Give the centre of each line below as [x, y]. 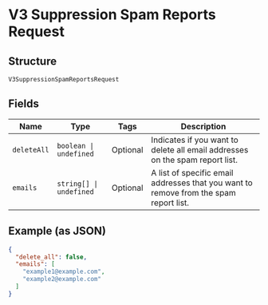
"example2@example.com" [62, 279]
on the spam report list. [194, 160]
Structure [33, 61]
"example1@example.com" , [64, 272]
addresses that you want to [202, 183]
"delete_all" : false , [51, 257]
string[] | [77, 184]
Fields [24, 104]
